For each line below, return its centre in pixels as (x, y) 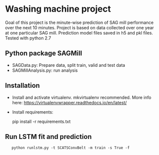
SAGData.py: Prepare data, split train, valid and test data (69, 65)
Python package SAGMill (44, 53)
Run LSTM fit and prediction (48, 137)
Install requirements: (33, 112)
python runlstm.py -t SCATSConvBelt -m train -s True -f (71, 148)
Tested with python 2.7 (28, 38)
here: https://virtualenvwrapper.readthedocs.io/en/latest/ (69, 102)
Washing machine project (58, 9)
